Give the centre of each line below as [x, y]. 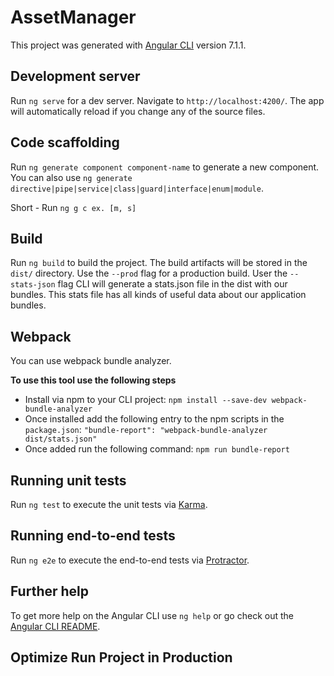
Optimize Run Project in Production [121, 657]
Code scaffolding [65, 142]
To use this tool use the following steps [93, 380]
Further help [50, 591]
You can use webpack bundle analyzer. [91, 361]
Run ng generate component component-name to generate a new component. [165, 167]
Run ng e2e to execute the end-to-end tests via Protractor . [130, 560]
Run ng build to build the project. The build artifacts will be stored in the [159, 263]
